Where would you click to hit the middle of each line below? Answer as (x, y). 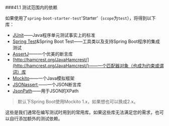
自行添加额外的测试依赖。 (36, 118)
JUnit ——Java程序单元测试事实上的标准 (54, 35)
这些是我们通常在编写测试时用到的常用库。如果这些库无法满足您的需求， (80, 112)
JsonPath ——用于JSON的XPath (46, 91)
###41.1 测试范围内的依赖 (31, 7)
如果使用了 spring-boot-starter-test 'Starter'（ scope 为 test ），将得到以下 (80, 18)
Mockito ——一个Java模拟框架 (44, 78)
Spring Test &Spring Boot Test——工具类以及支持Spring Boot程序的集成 (86, 41)
